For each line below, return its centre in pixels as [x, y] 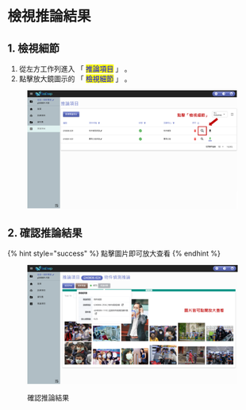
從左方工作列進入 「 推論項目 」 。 [75, 69]
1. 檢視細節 [34, 48]
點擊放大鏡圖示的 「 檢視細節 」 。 [75, 79]
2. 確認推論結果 [45, 233]
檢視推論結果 [50, 16]
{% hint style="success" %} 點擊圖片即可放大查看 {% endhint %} [114, 254]
